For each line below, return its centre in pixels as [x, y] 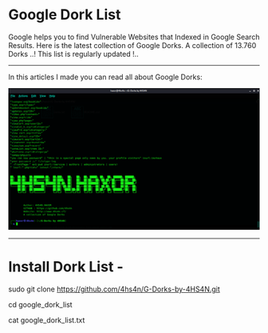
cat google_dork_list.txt [47, 320]
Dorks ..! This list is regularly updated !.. [74, 54]
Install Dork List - [66, 267]
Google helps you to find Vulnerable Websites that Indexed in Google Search [134, 37]
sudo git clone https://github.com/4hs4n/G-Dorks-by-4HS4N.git [114, 289]
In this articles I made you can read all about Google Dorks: [105, 77]
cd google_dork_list [41, 304]
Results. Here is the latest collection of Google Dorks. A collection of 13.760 [132, 45]
